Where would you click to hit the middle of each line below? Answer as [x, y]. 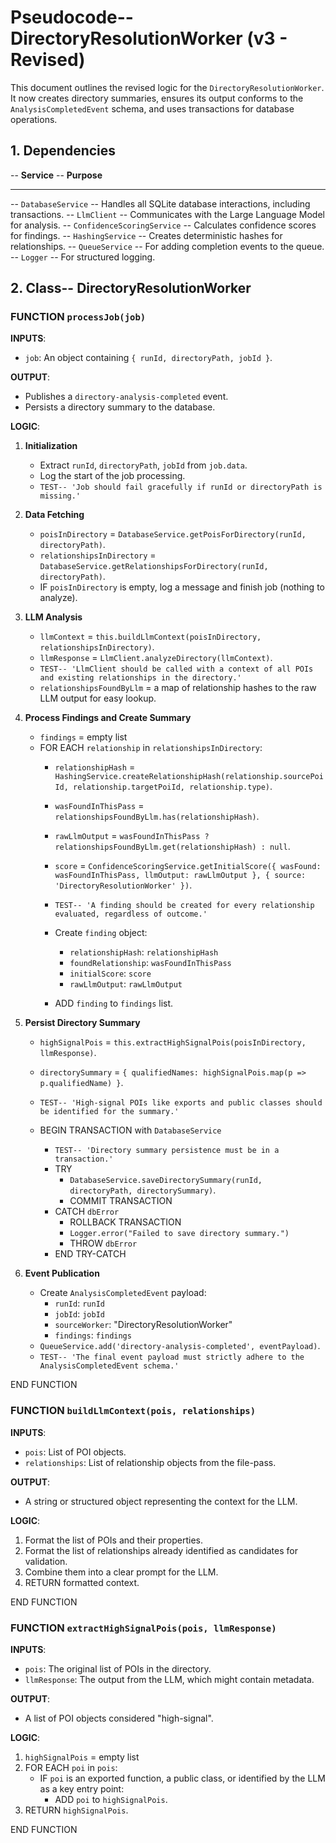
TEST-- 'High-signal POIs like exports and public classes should [181, 1103]
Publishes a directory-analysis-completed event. [126, 397]
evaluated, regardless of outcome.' [131, 914]
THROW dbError [103, 1243]
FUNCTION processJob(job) [78, 317]
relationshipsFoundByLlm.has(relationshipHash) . [157, 817]
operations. [34, 119]
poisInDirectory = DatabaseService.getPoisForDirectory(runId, [173, 534]
